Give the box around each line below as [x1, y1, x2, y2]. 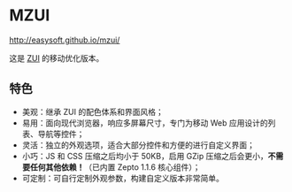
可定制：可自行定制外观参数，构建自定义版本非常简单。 [21, 173, 224, 183]
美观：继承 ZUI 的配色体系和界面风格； [21, 106, 164, 117]
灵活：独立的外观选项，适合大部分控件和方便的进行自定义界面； [21, 139, 255, 150]
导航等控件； [37, 128, 85, 139]
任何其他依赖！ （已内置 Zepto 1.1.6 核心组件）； [29, 161, 201, 173]
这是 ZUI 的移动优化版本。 [9, 52, 104, 63]
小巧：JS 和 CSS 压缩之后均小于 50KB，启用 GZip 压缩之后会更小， [21, 150, 268, 161]
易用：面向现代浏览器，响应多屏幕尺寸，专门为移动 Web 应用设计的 [21, 117, 268, 128]
